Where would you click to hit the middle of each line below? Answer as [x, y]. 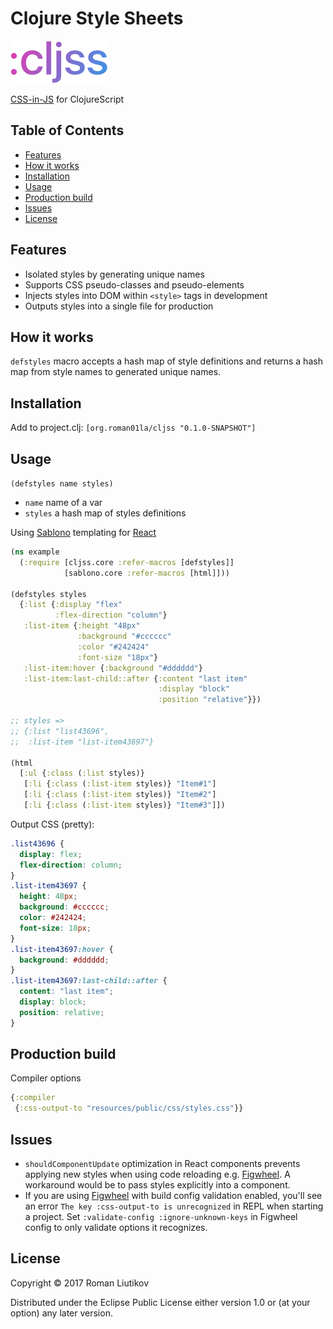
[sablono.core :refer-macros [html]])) [146, 573]
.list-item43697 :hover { [62, 949]
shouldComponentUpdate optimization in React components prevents [162, 1163]
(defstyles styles [48, 594]
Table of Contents [67, 130]
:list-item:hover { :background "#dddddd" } [113, 668]
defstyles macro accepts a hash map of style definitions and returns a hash [166, 361]
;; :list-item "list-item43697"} [82, 742]
